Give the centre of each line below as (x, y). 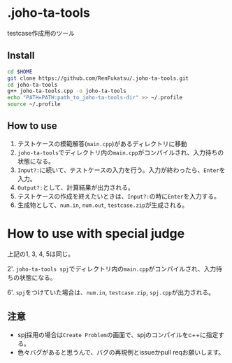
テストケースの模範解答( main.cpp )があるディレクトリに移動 (102, 143)
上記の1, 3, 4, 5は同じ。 (41, 254)
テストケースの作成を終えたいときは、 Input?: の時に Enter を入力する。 (119, 196)
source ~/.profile (34, 104)
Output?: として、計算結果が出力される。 (75, 187)
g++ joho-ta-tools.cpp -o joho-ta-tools (67, 91)
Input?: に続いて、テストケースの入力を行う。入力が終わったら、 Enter (118, 170)
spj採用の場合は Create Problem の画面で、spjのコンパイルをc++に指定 (118, 334)
